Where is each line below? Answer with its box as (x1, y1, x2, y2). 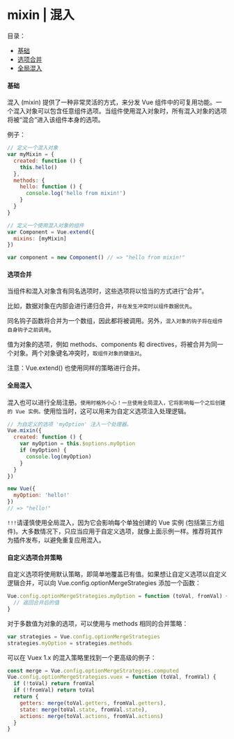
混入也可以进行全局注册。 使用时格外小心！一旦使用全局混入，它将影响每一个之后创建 (7, 398, 226, 406)
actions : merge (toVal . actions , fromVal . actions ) (19, 712, 164, 719)
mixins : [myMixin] (13, 235, 68, 242)
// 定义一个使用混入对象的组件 (7, 222, 85, 229)
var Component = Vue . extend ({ (7, 229, 95, 236)
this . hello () (19, 164, 58, 171)
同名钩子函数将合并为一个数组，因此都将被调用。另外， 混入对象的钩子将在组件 (7, 317, 223, 325)
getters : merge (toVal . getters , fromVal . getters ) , (19, 699, 167, 707)
